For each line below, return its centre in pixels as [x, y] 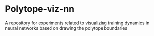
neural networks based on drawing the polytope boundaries [66, 28]
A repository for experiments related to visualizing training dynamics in [77, 23]
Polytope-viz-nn [40, 9]
